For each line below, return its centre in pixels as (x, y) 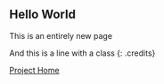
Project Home (34, 70)
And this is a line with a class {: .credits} (82, 53)
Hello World (42, 15)
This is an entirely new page (61, 35)
